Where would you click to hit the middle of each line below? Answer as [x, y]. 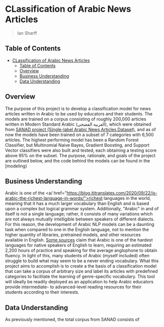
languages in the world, [127, 198]
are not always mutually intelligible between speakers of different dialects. [80, 219]
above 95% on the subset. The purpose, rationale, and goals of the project [80, 155]
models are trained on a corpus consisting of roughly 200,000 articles [76, 119]
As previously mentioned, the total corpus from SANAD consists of [72, 320]
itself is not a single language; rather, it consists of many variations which [79, 214]
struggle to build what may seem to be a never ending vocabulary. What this [82, 261]
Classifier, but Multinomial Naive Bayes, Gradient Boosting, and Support [77, 145]
